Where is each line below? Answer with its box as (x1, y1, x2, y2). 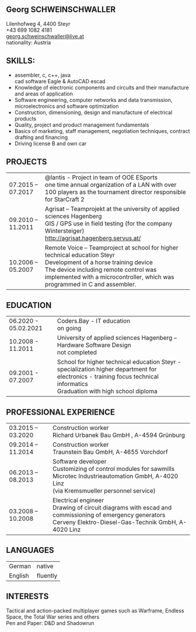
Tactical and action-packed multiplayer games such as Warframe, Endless (6, 607, 185, 614)
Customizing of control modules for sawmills (52, 465, 175, 473)
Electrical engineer (52, 496, 104, 504)
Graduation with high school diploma (57, 387, 157, 395)
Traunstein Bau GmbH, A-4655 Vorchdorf (52, 448, 168, 456)
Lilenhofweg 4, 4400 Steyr (6, 20, 71, 27)
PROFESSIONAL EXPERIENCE (6, 407, 116, 417)
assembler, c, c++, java (14, 71, 71, 78)
